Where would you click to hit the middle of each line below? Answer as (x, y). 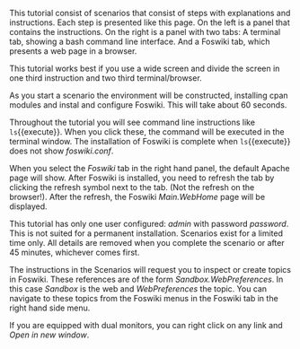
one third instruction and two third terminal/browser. (106, 78)
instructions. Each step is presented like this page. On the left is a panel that (150, 22)
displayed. (28, 206)
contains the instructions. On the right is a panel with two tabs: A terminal (145, 32)
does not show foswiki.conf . (62, 151)
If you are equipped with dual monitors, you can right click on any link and (146, 325)
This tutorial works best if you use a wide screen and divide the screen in (145, 68)
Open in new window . (49, 335)
